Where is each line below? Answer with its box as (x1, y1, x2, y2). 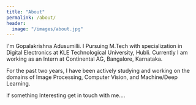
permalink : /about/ (6, 15, 56, 21)
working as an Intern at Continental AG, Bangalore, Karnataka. (6, 55, 163, 63)
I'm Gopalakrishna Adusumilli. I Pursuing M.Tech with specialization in (6, 42, 183, 50)
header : (6, 20, 26, 26)
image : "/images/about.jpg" (12, 25, 84, 32)
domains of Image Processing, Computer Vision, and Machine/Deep (6, 73, 178, 81)
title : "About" (6, 8, 45, 15)
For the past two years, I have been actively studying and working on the (6, 67, 190, 75)
